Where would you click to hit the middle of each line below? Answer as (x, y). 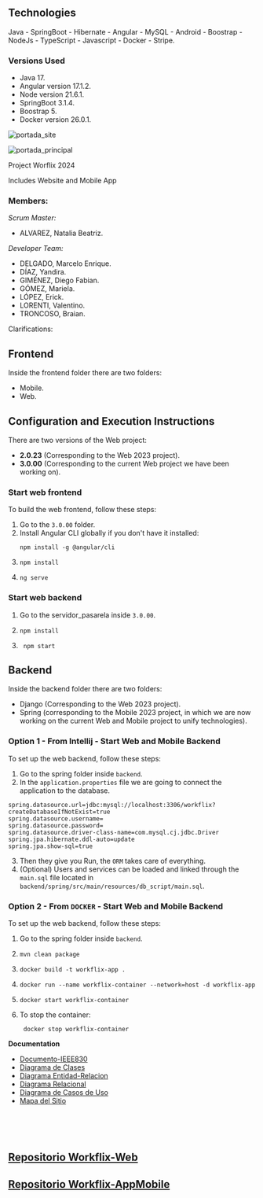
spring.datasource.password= (56, 825)
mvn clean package (49, 955)
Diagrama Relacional (53, 1084)
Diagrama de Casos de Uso (64, 1093)
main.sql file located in (57, 877)
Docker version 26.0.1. (55, 120)
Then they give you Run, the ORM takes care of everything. (113, 861)
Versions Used (37, 61)
